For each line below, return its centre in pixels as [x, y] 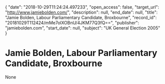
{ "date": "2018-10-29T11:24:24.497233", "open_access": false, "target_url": [82, 7]
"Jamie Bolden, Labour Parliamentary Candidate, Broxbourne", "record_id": [81, 17]
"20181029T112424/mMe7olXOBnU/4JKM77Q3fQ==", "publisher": [72, 23]
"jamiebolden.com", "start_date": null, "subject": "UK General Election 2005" [83, 28]
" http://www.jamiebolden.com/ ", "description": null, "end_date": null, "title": [82, 12]
